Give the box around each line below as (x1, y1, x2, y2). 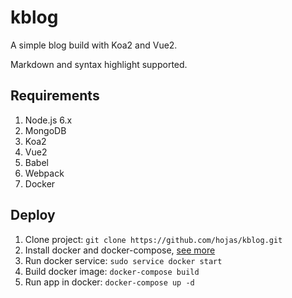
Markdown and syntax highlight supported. (10, 58, 188, 70)
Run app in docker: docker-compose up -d (24, 276, 195, 288)
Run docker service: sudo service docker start (24, 254, 223, 266)
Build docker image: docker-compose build (24, 265, 200, 277)
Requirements (10, 87, 100, 105)
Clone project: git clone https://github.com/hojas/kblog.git (24, 233, 283, 245)
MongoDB (24, 124, 67, 136)
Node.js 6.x (24, 114, 73, 126)
